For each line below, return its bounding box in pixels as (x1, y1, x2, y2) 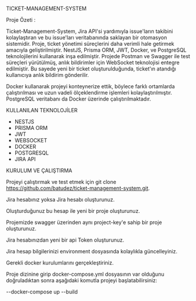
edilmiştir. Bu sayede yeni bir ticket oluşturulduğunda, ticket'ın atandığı (6, 65, 177, 72)
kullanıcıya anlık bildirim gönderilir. (6, 72, 90, 78)
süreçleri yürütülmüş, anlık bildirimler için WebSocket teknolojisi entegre (6, 59, 180, 66)
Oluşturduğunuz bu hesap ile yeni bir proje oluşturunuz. (6, 208, 140, 214)
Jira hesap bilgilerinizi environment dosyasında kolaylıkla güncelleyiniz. (6, 248, 177, 255)
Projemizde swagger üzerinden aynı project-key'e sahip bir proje (6, 219, 162, 226)
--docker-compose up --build (6, 288, 78, 295)
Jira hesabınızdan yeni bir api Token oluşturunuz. (6, 236, 125, 243)
